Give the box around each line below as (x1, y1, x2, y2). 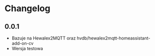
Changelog (4, 3, 51, 14)
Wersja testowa (11, 46, 43, 51)
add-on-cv (11, 40, 34, 46)
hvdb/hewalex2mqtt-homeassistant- (77, 35, 151, 41)
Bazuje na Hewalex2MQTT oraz (11, 35, 76, 41)
